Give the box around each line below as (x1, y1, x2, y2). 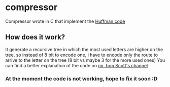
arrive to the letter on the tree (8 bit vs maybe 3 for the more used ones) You (5, 57, 165, 63)
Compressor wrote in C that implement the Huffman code (5, 18, 125, 24)
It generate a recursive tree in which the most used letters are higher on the (5, 46, 163, 52)
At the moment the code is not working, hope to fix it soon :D (5, 75, 158, 82)
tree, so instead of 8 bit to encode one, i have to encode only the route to (5, 52, 158, 58)
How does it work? (5, 33, 65, 41)
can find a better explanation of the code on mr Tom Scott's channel (5, 62, 148, 68)
